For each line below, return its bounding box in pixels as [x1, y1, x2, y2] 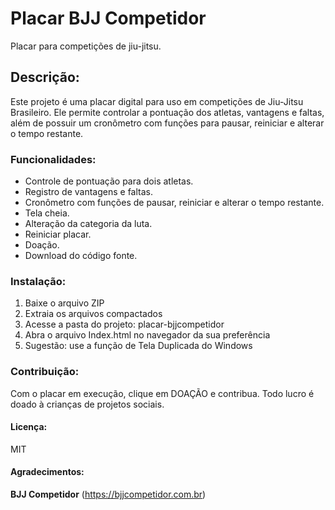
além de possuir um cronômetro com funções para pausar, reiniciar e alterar [10, 117, 325, 129]
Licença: [10, 421, 48, 433]
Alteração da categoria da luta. [24, 218, 153, 230]
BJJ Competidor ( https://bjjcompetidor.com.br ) [10, 488, 207, 501]
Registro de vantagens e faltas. [24, 186, 153, 198]
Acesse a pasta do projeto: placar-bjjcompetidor [24, 318, 225, 331]
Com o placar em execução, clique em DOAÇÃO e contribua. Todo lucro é [10, 387, 315, 399]
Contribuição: [10, 365, 80, 379]
